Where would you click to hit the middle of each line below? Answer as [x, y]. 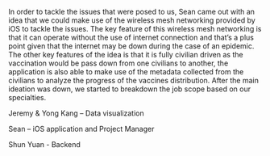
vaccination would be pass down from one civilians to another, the [118, 63]
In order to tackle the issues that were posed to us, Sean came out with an [132, 12]
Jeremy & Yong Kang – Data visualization [77, 113]
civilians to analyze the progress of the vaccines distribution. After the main [134, 80]
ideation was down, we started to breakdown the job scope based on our [130, 89]
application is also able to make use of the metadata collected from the [126, 72]
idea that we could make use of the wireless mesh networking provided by [132, 20]
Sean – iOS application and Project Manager [81, 129]
